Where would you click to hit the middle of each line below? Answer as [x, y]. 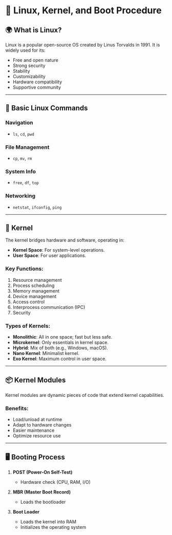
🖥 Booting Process [35, 457]
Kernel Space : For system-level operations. [59, 250]
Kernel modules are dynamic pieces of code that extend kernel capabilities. [85, 395]
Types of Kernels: [28, 326]
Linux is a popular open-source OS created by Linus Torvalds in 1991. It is [83, 45]
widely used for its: [25, 50]
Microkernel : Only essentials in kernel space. [61, 342]
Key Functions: [24, 269]
